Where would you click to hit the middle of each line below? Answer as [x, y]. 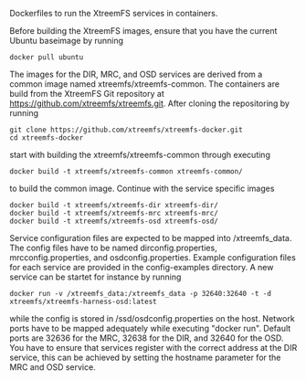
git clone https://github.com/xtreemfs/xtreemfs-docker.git [127, 130]
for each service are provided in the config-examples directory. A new [142, 267]
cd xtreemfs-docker [47, 138]
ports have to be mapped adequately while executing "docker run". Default [150, 328]
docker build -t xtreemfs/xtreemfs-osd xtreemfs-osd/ [114, 221]
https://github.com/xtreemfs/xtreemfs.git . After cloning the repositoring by [150, 103]
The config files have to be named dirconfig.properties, [113, 248]
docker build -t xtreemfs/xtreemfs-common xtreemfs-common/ [127, 172]
